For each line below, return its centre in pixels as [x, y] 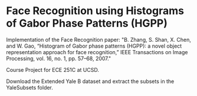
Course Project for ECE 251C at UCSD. [52, 69]
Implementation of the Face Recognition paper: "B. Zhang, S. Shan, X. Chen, [99, 39]
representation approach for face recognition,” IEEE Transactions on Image [97, 52]
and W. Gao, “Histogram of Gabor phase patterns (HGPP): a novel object [94, 46]
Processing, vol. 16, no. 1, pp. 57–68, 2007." [58, 58]
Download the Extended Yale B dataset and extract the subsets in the [90, 81]
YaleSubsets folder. [29, 87]
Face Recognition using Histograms [95, 11]
